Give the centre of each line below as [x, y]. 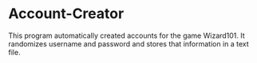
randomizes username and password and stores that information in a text [128, 43]
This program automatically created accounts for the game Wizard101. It [127, 35]
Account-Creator [66, 14]
